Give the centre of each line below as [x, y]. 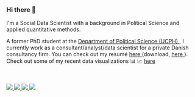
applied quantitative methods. [44, 29]
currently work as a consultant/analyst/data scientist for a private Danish [97, 48]
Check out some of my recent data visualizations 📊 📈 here [81, 61]
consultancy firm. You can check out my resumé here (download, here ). [97, 54]
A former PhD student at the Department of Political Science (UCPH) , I [95, 41]
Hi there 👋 [21, 10]
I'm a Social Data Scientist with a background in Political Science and [93, 23]
